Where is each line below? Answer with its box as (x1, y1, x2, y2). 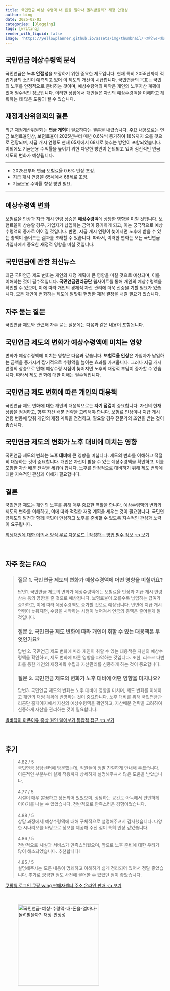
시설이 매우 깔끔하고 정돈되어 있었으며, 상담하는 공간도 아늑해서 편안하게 (17, 795, 160, 801)
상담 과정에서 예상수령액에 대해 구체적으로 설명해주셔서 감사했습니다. (17, 818, 153, 824)
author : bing (5, 12, 33, 17)
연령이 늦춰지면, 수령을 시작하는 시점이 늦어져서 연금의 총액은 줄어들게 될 (17, 608, 161, 614)
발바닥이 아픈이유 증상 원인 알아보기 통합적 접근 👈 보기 (5, 717, 115, 724)
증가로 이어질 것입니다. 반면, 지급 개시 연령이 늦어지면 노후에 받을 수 (22, 228, 156, 234)
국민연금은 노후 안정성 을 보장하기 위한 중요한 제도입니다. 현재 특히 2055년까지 (5, 70, 159, 76)
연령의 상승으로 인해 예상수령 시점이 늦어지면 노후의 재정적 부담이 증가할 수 (5, 365, 153, 371)
